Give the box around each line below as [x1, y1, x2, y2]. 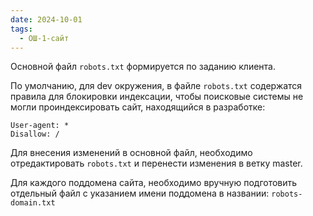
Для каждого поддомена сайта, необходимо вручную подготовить [10, 177, 298, 189]
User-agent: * [10, 121, 70, 131]
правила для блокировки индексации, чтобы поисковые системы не [10, 91, 304, 103]
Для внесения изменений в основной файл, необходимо [10, 147, 253, 159]
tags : [10, 24, 33, 34]
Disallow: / [10, 129, 60, 140]
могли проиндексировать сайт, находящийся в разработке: [10, 101, 266, 113]
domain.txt [10, 198, 56, 208]
